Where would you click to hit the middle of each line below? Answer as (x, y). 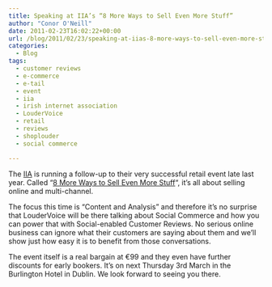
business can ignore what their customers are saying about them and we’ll (132, 232)
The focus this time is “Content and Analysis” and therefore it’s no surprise (133, 206)
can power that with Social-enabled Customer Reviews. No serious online (131, 224)
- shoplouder (38, 136)
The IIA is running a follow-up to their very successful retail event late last (131, 174)
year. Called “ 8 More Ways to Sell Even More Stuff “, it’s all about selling (127, 182)
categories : (28, 46)
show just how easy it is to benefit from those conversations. (110, 241)
